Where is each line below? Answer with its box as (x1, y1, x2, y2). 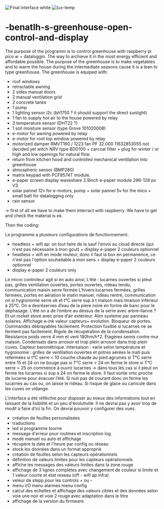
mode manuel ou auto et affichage (12, 436, 82, 442)
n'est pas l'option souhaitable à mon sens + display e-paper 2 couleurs (12, 257, 155, 263)
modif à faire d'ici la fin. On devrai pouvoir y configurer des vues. (5, 405, 136, 411)
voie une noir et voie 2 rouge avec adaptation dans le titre (12, 493, 128, 499)
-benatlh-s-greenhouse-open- (5, 22, 133, 33)
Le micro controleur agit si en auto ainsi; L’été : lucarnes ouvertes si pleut (5, 276, 152, 282)
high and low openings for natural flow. (12, 151, 91, 157)
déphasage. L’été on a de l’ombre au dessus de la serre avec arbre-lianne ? (5, 308, 156, 313)
